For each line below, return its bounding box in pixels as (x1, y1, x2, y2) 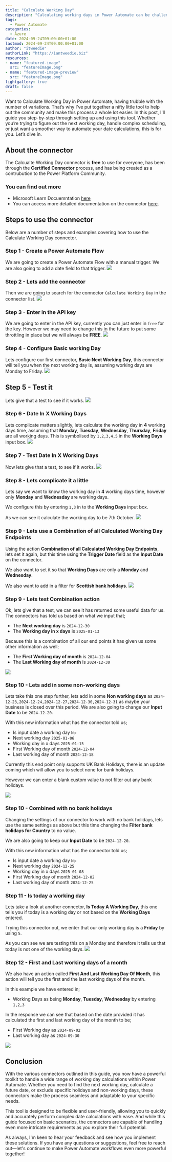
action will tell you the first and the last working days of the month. (5, 976, 146, 982)
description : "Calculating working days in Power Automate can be (5, 12, 150, 17)
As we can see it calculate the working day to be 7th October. (5, 515, 135, 521)
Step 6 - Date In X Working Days (5, 410, 87, 417)
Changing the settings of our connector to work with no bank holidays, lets (5, 816, 163, 822)
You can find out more (5, 183, 61, 190)
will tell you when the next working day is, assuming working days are (5, 362, 153, 368)
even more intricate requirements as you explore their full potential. (5, 1124, 147, 1131)
